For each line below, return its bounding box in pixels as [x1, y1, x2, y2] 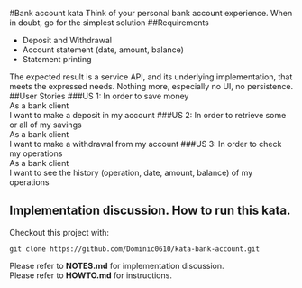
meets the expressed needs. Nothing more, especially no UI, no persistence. [9, 81, 294, 91]
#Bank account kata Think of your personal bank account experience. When [9, 8, 293, 18]
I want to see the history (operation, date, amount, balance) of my [9, 167, 253, 178]
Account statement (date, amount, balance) [22, 44, 185, 55]
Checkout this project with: [9, 227, 110, 237]
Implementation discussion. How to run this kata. [9, 203, 291, 218]
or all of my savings [9, 119, 83, 130]
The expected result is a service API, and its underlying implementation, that [9, 71, 293, 82]
